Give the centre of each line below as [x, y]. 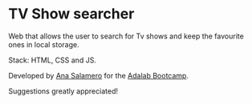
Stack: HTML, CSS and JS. [52, 60]
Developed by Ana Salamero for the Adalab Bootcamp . [98, 75]
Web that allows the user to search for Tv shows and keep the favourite [126, 36]
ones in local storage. [44, 44]
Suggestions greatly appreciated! [63, 91]
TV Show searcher [71, 14]
